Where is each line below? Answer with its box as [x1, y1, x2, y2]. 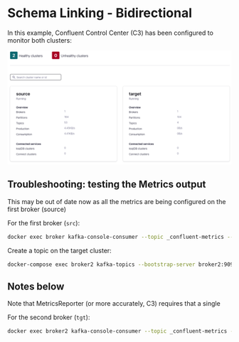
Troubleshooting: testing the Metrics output [7, 178, 206, 191]
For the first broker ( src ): [7, 218, 80, 227]
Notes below [7, 280, 65, 292]
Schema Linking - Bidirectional [7, 5, 193, 21]
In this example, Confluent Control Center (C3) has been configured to [7, 28, 213, 37]
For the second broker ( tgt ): [7, 313, 90, 321]
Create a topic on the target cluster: [7, 246, 112, 255]
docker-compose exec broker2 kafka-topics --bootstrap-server [7, 261, 196, 268]
